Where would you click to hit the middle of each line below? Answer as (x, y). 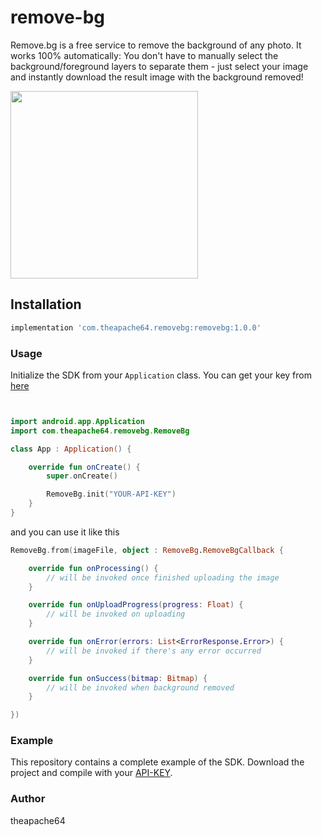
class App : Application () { (71, 449)
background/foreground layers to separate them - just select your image (159, 66)
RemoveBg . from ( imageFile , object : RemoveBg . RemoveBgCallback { (147, 550)
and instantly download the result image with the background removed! (157, 77)
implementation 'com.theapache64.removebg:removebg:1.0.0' (136, 327)
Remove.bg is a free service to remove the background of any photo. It (156, 45)
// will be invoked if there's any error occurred (154, 651)
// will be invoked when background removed (140, 687)
